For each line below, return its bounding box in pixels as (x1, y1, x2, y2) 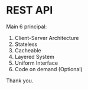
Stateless (14, 41, 38, 48)
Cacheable (14, 46, 41, 54)
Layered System (14, 53, 54, 60)
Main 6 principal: (6, 23, 47, 30)
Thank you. (6, 77, 34, 84)
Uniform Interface (14, 59, 58, 66)
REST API (6, 4, 53, 17)
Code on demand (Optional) (14, 65, 83, 72)
